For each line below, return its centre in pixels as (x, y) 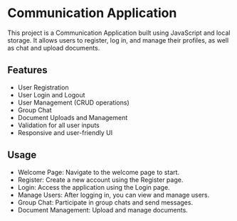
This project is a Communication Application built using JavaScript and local (119, 33)
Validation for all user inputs (58, 125)
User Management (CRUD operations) (73, 102)
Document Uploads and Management (73, 117)
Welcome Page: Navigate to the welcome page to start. (99, 172)
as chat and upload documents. (54, 48)
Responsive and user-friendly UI (65, 132)
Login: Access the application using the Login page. (94, 187)
